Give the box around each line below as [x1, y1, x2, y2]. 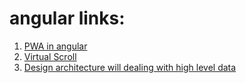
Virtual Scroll [23, 50, 77, 62]
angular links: [9, 7, 126, 30]
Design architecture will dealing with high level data [23, 61, 237, 73]
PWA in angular [23, 40, 88, 52]
